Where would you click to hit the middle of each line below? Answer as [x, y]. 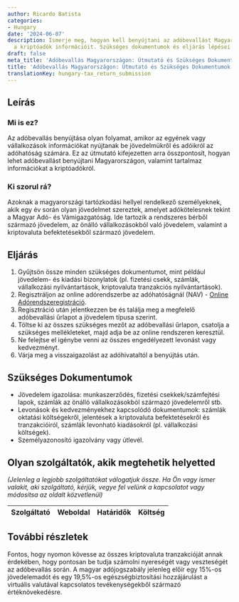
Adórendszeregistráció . [52, 302]
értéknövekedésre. [35, 592]
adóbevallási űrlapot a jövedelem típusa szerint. [87, 317]
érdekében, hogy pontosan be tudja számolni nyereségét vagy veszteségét [118, 561]
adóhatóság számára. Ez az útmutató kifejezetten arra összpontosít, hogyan [119, 153]
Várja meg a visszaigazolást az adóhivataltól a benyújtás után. [108, 355]
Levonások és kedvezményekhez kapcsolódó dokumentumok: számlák [122, 410]
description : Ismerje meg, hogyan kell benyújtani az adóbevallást [110, 41]
